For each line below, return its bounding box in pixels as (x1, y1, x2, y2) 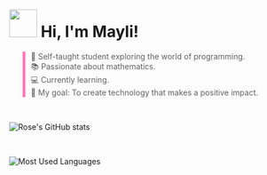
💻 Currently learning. (30, 74, 110, 84)
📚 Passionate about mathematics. (30, 60, 156, 71)
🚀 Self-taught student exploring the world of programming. (30, 51, 246, 61)
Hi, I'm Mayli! (40, 22, 139, 42)
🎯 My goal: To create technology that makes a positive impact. (30, 87, 259, 98)
